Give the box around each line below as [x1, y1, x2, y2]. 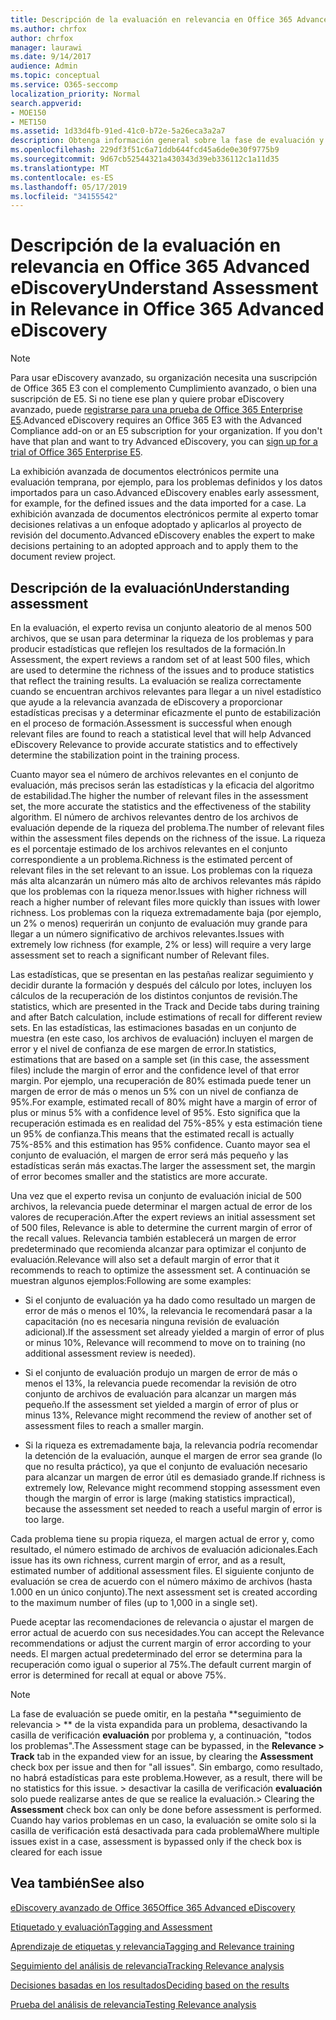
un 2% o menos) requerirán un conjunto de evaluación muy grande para [10, 917, 308, 929]
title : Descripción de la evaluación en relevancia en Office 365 [10, 14, 293, 25]
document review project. [10, 551, 117, 563]
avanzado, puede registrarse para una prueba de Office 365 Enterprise [10, 404, 303, 416]
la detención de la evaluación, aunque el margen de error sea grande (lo [24, 1450, 323, 1461]
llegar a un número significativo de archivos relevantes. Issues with [10, 928, 285, 940]
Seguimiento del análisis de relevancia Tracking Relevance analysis [10, 1959, 285, 1971]
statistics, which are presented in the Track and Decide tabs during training [10, 1001, 320, 1012]
